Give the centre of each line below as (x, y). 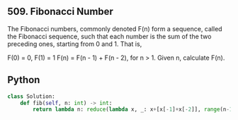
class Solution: (31, 96)
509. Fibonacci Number (60, 12)
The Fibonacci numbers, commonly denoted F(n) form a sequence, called (115, 28)
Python (24, 80)
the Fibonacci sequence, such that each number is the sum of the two (109, 36)
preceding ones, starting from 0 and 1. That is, (75, 44)
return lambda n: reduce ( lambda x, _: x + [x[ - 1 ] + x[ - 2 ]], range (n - (131, 109)
